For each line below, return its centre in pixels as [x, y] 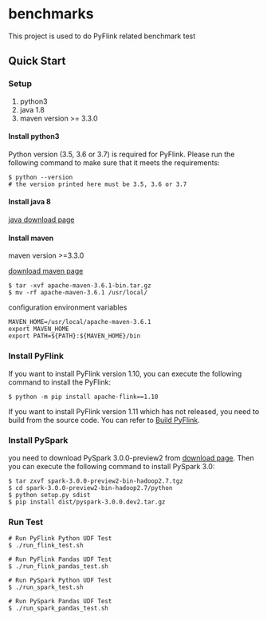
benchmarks [51, 14]
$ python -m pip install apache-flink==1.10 [83, 397]
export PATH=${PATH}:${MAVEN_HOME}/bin [75, 336]
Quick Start [37, 61]
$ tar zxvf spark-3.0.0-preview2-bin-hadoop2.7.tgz [96, 481]
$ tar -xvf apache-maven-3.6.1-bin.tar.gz [80, 286]
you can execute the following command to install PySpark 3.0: [112, 466]
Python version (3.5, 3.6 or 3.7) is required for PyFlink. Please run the [122, 154]
